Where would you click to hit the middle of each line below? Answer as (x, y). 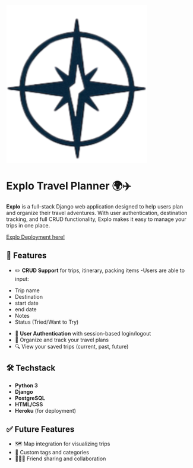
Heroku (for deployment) (45, 410)
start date (26, 303)
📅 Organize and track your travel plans (61, 340)
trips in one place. (28, 225)
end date (26, 309)
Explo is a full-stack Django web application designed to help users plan (94, 206)
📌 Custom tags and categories (52, 453)
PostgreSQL (30, 398)
